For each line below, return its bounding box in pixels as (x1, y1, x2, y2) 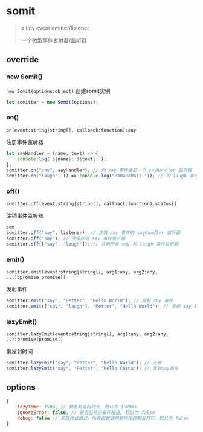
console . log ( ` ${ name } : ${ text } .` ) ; (17, 156, 107, 162)
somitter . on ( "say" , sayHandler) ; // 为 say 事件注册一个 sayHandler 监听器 (6, 167, 192, 173)
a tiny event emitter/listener (21, 24, 89, 31)
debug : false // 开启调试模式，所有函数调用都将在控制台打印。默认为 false (17, 415, 189, 421)
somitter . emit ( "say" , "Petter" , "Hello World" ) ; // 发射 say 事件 (6, 297, 173, 304)
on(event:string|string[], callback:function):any (6, 127, 137, 133)
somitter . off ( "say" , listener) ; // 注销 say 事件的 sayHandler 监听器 (6, 230, 181, 236)
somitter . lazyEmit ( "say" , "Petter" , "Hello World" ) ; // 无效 (6, 360, 162, 366)
